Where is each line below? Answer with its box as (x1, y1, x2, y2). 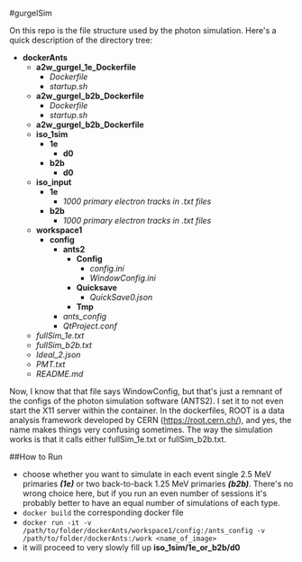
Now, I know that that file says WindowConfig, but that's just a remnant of (9, 386, 283, 396)
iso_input (35, 177, 72, 188)
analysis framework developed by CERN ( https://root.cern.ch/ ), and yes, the (9, 415, 292, 425)
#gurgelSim (9, 8, 52, 18)
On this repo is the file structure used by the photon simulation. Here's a (9, 25, 277, 35)
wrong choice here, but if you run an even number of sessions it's (22, 488, 268, 499)
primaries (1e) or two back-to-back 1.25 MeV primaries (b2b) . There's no (22, 478, 294, 489)
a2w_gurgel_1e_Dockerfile (35, 62, 137, 72)
